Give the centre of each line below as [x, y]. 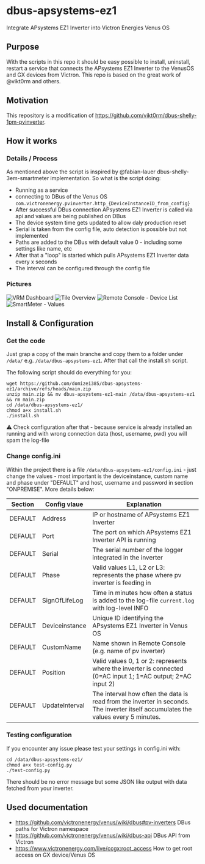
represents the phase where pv [137, 575]
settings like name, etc [43, 249]
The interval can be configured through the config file [83, 268]
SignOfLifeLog [63, 600]
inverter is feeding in [122, 583]
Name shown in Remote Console [139, 643]
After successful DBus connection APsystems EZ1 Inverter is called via [104, 210]
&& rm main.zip [26, 400]
